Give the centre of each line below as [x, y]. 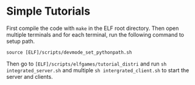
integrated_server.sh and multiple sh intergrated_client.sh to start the [98, 70]
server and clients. [30, 76]
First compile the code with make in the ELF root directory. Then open [93, 28]
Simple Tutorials [48, 11]
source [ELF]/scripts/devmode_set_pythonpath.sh [69, 52]
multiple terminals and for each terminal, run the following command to [95, 34]
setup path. [21, 41]
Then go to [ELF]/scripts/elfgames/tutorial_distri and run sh [87, 64]
